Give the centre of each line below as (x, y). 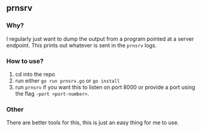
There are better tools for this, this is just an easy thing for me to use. (93, 123)
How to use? (25, 61)
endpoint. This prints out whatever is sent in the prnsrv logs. (82, 45)
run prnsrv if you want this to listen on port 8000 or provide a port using (105, 87)
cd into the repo (35, 74)
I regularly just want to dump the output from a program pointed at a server (100, 39)
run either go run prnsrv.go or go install (67, 80)
